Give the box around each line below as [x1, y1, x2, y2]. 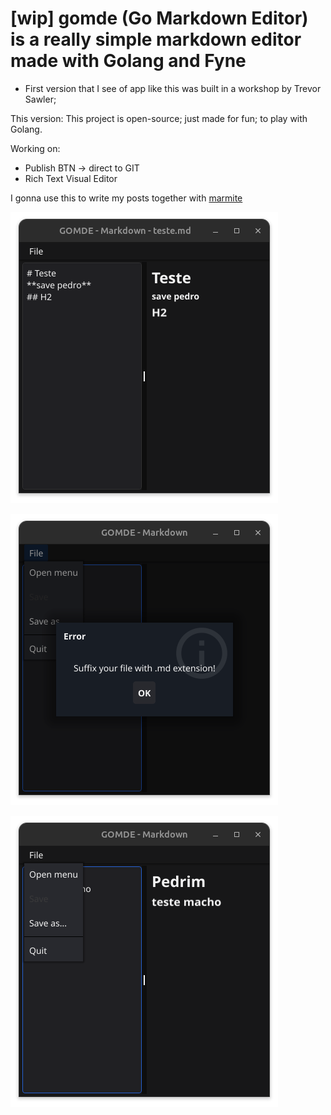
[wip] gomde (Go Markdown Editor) [10, 7, 309, 30]
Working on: [10, 142, 61, 154]
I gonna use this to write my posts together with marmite [10, 192, 243, 204]
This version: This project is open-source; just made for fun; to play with [10, 112, 308, 124]
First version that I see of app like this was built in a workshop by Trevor [24, 82, 322, 94]
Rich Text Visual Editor [24, 172, 118, 184]
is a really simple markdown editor [10, 28, 302, 51]
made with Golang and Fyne [10, 50, 247, 72]
